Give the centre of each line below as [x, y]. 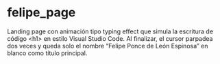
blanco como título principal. [47, 53]
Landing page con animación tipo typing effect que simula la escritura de [110, 31]
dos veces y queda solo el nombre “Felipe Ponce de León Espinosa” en [108, 46]
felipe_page [41, 13]
